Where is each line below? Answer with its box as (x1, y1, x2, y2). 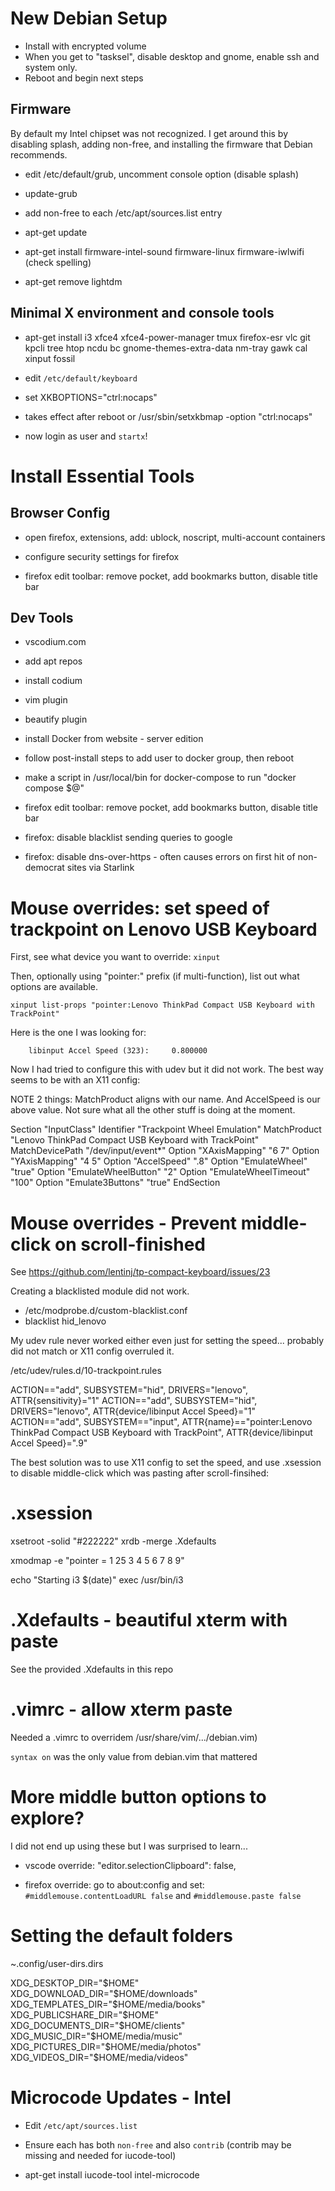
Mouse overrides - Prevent (10, 1212, 238, 1234)
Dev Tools (10, 609, 74, 626)
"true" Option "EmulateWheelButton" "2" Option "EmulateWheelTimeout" (10, 1166, 311, 1178)
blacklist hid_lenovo (24, 1315, 107, 1327)
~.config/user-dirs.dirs (10, 1957, 104, 1969)
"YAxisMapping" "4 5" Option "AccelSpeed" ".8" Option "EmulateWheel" (10, 1155, 308, 1167)
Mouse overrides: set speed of (10, 897, 270, 919)
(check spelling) (24, 256, 92, 268)
